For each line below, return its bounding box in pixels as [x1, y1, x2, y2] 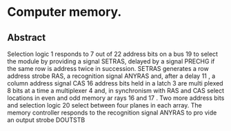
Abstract [7, 32, 46, 43]
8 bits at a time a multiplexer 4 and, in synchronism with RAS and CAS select [7, 87, 225, 94]
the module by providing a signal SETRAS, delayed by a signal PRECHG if [7, 57, 215, 65]
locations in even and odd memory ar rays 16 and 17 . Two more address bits [7, 94, 225, 102]
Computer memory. [7, 4, 122, 20]
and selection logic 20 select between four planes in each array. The [7, 101, 202, 109]
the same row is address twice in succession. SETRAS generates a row [7, 65, 209, 72]
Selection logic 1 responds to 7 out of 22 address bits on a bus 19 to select [7, 50, 219, 58]
